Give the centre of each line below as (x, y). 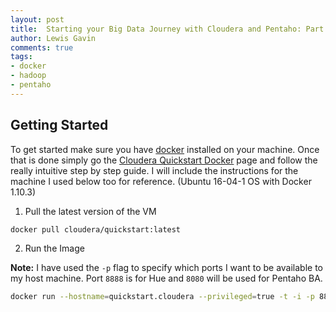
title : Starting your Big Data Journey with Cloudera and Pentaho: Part (167, 29)
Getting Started (59, 125)
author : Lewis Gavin (53, 38)
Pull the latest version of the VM (90, 211)
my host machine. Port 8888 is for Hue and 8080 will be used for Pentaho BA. (166, 278)
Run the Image (54, 248)
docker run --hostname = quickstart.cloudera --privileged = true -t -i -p (162, 297)
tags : (21, 57)
